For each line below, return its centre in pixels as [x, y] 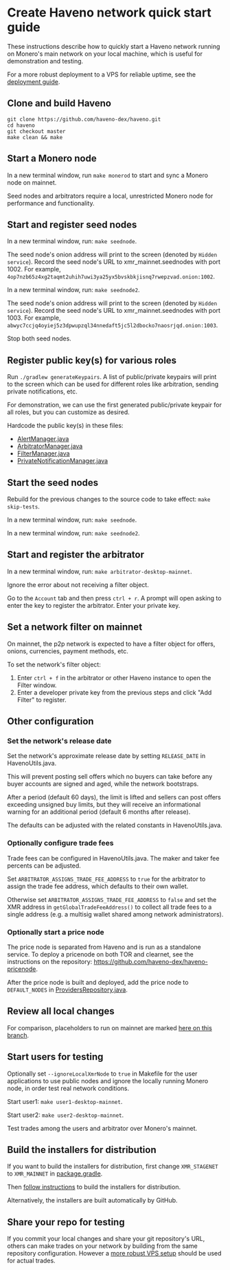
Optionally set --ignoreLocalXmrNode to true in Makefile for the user [102, 1074]
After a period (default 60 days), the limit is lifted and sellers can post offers [114, 797]
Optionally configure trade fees [60, 843]
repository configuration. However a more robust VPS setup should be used [114, 1253]
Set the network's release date [59, 741]
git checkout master [37, 131]
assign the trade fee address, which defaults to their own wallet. [98, 886]
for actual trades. [32, 1261]
